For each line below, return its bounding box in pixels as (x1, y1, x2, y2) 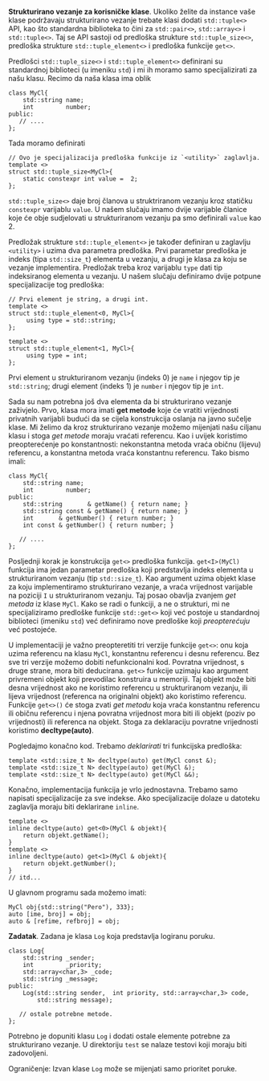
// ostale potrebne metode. (18, 1010, 113, 1018)
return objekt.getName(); (22, 831, 110, 839)
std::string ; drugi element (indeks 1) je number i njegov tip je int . (8, 381, 224, 390)
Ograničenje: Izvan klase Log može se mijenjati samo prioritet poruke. (8, 1064, 238, 1073)
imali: (8, 457, 26, 466)
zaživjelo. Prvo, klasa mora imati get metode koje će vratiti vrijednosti (8, 406, 239, 414)
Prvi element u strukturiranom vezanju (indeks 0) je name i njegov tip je (8, 373, 240, 382)
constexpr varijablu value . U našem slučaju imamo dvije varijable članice (8, 205, 247, 214)
